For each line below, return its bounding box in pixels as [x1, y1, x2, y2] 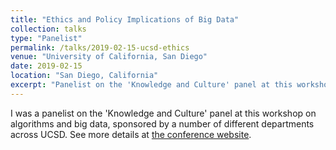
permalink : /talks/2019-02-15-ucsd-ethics [10, 42, 190, 53]
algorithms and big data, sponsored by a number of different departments [10, 117, 315, 130]
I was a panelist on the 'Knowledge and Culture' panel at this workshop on [10, 107, 317, 119]
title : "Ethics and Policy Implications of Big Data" [10, 14, 240, 25]
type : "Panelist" [10, 33, 83, 43]
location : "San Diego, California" [10, 71, 159, 81]
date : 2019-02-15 [10, 61, 83, 71]
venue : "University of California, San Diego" [10, 52, 208, 62]
